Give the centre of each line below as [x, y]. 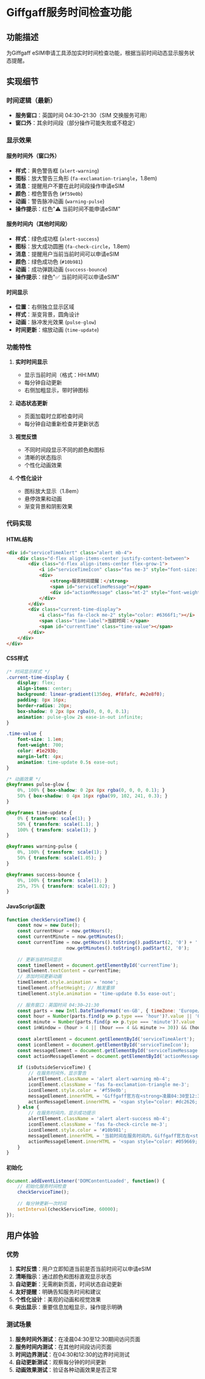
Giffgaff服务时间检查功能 [69, 13]
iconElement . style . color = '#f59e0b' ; [77, 1090]
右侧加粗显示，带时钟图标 [56, 390]
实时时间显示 [31, 362]
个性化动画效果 [43, 465]
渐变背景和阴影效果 [49, 506]
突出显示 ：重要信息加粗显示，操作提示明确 [69, 1307]
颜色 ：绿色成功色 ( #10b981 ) [49, 262]
